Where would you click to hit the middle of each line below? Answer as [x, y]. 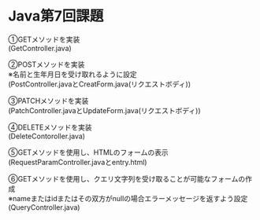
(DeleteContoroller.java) [46, 136]
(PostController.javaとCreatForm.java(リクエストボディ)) [100, 84]
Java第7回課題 [56, 16]
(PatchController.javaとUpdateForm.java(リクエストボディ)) [104, 110]
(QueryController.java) [44, 207]
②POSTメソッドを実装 [46, 64]
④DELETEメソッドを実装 [50, 127]
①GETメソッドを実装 [44, 39]
